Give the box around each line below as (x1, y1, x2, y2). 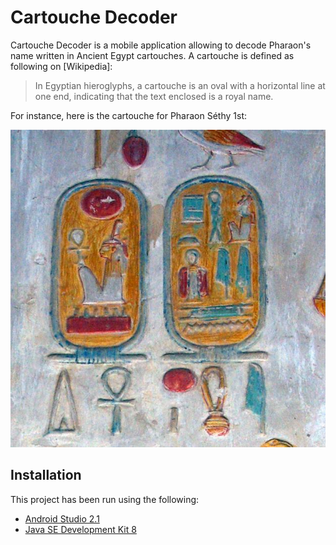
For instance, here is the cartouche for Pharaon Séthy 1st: (10, 109, 247, 121)
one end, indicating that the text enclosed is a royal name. (34, 90, 274, 102)
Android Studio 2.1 (24, 512, 100, 525)
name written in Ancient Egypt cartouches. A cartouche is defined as (10, 49, 295, 61)
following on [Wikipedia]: (10, 60, 113, 72)
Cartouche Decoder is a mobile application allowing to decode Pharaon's (10, 39, 312, 51)
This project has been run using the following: (10, 493, 200, 505)
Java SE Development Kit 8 (24, 523, 137, 535)
